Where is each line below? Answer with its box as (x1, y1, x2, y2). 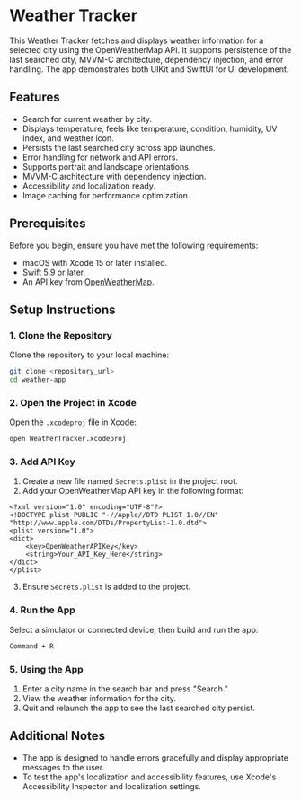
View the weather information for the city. (22, 692, 177, 703)
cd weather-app (9, 375, 66, 384)
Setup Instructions (9, 302, 116, 317)
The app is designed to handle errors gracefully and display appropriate (22, 752, 289, 763)
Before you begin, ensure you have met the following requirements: (9, 240, 259, 251)
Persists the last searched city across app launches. (22, 142, 216, 153)
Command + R (9, 641, 54, 651)
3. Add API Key (9, 455, 76, 468)
